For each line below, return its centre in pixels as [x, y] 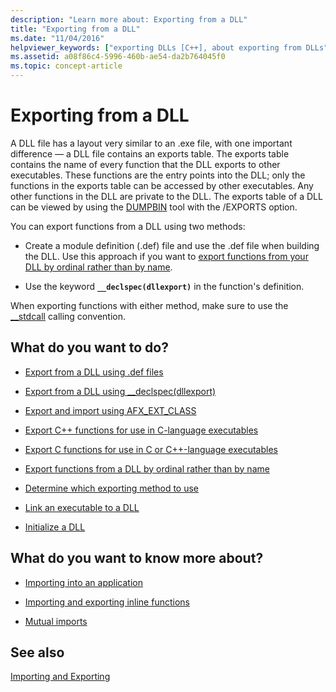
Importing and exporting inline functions [107, 602]
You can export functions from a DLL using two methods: [128, 226]
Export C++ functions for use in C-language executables [141, 430]
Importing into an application [83, 582]
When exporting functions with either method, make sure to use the [149, 305]
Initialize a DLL [55, 527]
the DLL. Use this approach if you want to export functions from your [166, 256]
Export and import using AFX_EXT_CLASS [110, 410]
